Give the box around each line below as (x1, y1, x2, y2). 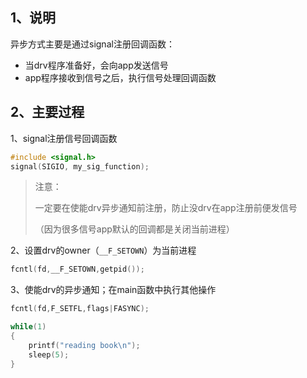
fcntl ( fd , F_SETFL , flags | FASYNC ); (10, 304, 150, 314)
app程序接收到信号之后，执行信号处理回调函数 (24, 71, 217, 83)
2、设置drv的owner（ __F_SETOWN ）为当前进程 (10, 244, 197, 257)
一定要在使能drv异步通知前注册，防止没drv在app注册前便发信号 (34, 202, 298, 214)
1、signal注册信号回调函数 (10, 132, 118, 144)
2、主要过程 (10, 104, 85, 121)
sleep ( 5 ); (28, 349, 70, 360)
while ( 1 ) (10, 322, 47, 332)
